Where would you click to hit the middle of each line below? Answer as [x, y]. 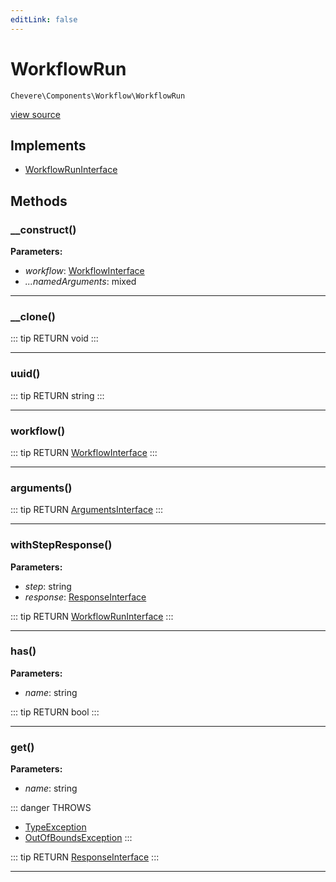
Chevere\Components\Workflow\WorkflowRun [98, 96]
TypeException [55, 827]
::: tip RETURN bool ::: [55, 712]
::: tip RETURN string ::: [57, 395]
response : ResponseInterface [85, 597]
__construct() [43, 229]
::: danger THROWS [51, 808]
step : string [48, 586]
